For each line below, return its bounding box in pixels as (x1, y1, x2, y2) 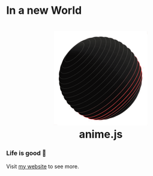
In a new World (6, 4, 82, 17)
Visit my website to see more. (6, 163, 79, 170)
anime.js (79, 127, 123, 141)
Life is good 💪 (6, 149, 47, 157)
